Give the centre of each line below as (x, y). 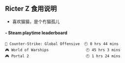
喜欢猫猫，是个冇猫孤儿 (36, 21)
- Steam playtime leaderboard (36, 33)
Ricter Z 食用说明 (31, 9)
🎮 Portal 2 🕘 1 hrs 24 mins (63, 56)
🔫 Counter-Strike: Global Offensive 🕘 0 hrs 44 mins (62, 44)
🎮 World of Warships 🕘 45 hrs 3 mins (63, 50)
